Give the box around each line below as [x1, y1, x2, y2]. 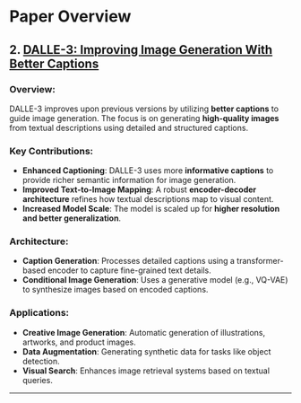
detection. [21, 355, 60, 366]
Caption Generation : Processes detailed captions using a [21, 256, 236, 267]
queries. [21, 374, 54, 385]
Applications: [9, 307, 70, 320]
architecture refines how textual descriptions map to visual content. [21, 194, 274, 205]
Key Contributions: [9, 145, 94, 157]
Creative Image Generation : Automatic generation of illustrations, [21, 327, 266, 337]
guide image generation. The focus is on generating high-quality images [9, 112, 279, 123]
